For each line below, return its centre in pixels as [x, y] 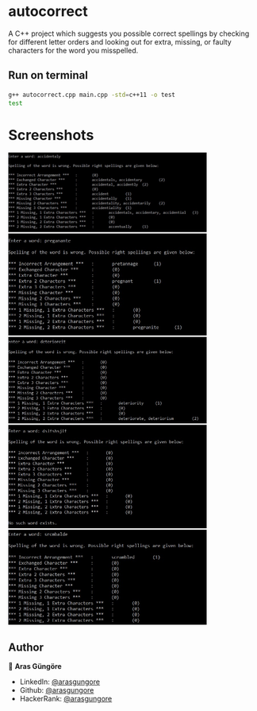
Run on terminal [48, 75]
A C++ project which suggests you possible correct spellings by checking [129, 33]
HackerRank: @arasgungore [66, 698]
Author [26, 647]
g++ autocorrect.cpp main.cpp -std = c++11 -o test [92, 95]
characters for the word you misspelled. [73, 50]
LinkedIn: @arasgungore [60, 682]
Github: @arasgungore [57, 690]
